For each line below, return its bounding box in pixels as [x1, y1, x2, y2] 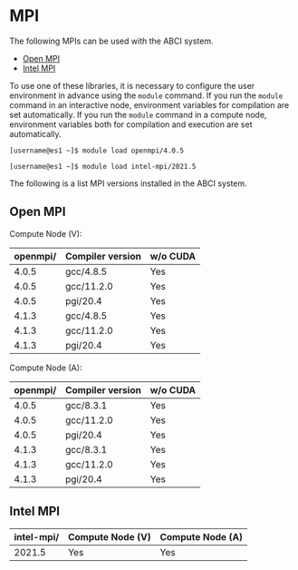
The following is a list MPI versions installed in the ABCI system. [9, 178, 247, 189]
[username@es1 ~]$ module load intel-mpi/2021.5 [9, 162, 197, 171]
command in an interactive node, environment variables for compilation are [9, 99, 290, 110]
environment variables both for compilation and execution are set [9, 119, 253, 130]
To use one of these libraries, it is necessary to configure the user [9, 80, 255, 91]
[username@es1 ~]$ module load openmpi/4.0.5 [9, 146, 184, 155]
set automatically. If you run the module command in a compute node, [9, 109, 267, 120]
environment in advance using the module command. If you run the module [9, 90, 284, 101]
